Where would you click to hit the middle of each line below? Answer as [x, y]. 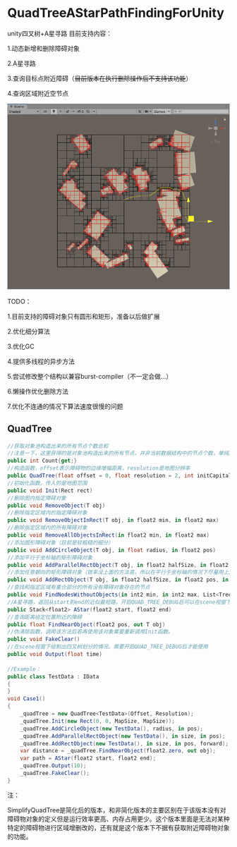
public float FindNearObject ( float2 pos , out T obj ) [86, 624]
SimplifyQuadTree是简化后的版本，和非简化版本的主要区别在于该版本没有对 [117, 810]
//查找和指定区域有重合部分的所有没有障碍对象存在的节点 [79, 587]
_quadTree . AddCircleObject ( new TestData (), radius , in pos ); [111, 729]
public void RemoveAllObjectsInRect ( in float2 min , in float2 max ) [109, 535]
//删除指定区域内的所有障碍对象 [47, 528]
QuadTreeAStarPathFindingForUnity [116, 13]
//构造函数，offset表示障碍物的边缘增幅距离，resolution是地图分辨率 [99, 468]
